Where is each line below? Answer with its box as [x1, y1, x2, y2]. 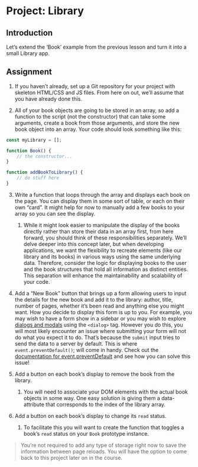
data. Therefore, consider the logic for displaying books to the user [23, 259, 187, 266]
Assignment [6, 67, 52, 77]
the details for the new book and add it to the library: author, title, [14, 296, 173, 303]
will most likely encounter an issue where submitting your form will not [14, 327, 186, 334]
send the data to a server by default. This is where [14, 340, 138, 347]
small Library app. [6, 50, 50, 57]
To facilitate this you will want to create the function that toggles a [23, 424, 184, 431]
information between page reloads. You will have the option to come [20, 447, 187, 455]
